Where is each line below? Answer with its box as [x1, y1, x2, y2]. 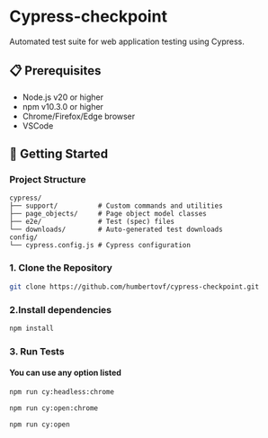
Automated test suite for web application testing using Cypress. [9, 36, 246, 47]
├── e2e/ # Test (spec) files [9, 218, 175, 227]
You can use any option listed [9, 367, 121, 379]
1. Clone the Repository [9, 262, 112, 274]
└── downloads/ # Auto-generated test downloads [9, 225, 223, 235]
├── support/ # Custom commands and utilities [9, 201, 223, 210]
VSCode [22, 120, 54, 131]
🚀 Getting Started [9, 147, 109, 162]
